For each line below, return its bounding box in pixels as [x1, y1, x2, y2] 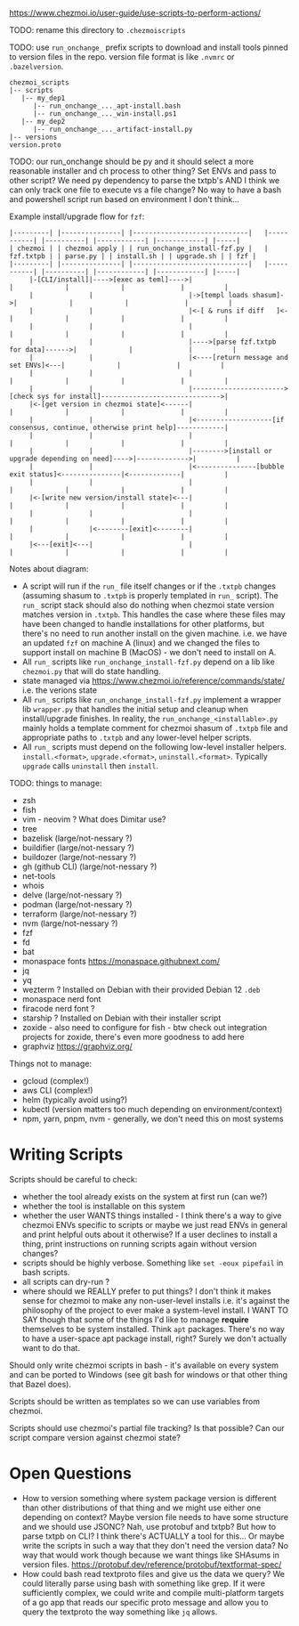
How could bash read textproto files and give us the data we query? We [21, 1568, 285, 1579]
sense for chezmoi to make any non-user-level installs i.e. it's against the [21, 1295, 290, 1305]
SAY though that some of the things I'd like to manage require [21, 1313, 249, 1325]
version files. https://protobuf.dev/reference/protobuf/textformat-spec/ [21, 1558, 282, 1570]
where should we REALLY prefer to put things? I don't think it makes [21, 1286, 271, 1297]
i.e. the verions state [21, 685, 98, 695]
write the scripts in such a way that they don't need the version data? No [21, 1540, 289, 1550]
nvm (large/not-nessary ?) [21, 918, 118, 929]
